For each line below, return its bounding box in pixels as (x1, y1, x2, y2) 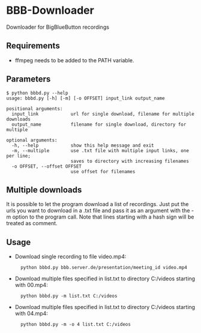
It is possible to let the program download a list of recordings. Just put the (6, 201, 189, 208)
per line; (6, 153, 31, 159)
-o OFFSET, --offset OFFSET (11, 163, 82, 169)
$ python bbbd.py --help (6, 90, 68, 96)
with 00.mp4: (14, 281, 48, 289)
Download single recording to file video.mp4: (14, 253, 127, 261)
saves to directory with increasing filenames (70, 158, 189, 164)
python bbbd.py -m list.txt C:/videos (20, 293, 118, 299)
